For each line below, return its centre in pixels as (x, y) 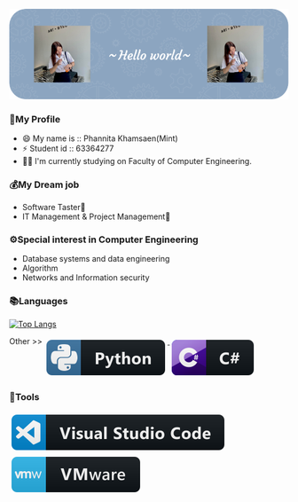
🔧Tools (24, 396)
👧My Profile (35, 119)
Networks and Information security (86, 278)
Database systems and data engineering (96, 259)
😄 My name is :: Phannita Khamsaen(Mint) (100, 138)
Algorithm (40, 268)
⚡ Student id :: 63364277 (68, 148)
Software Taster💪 (54, 208)
